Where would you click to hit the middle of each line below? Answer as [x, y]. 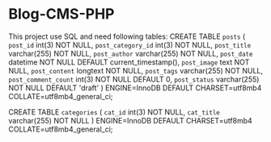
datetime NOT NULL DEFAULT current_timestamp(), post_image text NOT [129, 62]
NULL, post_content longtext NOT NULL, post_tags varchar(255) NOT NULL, [136, 70]
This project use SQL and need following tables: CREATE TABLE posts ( [127, 36]
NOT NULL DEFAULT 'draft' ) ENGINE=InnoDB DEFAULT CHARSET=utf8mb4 [135, 88]
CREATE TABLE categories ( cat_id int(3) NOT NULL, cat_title [114, 112]
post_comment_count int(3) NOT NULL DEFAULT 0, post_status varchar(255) [134, 79]
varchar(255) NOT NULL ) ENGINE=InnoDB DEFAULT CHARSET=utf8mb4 [130, 120]
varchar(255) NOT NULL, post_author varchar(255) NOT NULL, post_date [131, 53]
